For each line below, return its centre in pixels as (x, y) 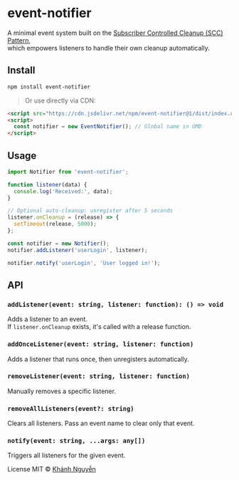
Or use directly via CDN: (60, 100)
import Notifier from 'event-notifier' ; (68, 172)
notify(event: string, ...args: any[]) (76, 441)
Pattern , (19, 40)
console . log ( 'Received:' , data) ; (63, 191)
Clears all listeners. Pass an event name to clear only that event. (101, 423)
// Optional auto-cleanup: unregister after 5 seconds (90, 211)
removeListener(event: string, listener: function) (99, 376)
